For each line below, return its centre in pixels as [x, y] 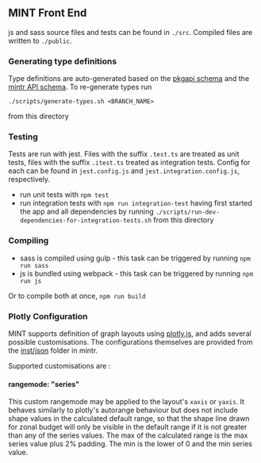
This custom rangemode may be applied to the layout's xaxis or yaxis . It [126, 402]
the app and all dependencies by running [86, 212]
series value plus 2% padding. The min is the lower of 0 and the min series [130, 444]
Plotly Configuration [48, 316]
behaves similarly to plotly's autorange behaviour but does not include [123, 410]
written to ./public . [40, 41]
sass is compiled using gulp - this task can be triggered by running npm [135, 258]
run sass [34, 265]
